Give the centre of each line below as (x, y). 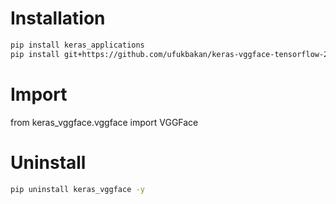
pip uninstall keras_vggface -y (77, 189)
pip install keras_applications (77, 45)
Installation (58, 18)
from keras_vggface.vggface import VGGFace (104, 122)
